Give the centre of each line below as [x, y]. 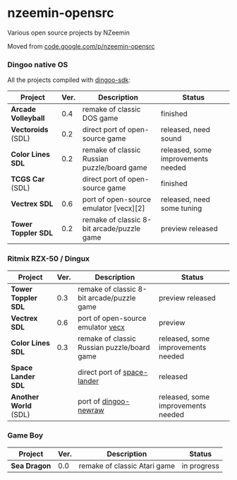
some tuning [182, 209]
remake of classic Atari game [127, 466]
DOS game [100, 118]
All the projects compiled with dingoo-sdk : [69, 80]
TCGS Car [28, 180]
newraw [91, 410]
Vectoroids [30, 130]
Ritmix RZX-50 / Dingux [49, 259]
